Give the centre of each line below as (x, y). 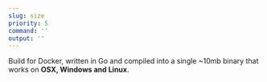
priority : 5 (28, 23)
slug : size (27, 16)
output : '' (27, 38)
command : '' (28, 31)
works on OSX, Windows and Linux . (69, 70)
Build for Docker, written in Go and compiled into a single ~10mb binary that (133, 61)
